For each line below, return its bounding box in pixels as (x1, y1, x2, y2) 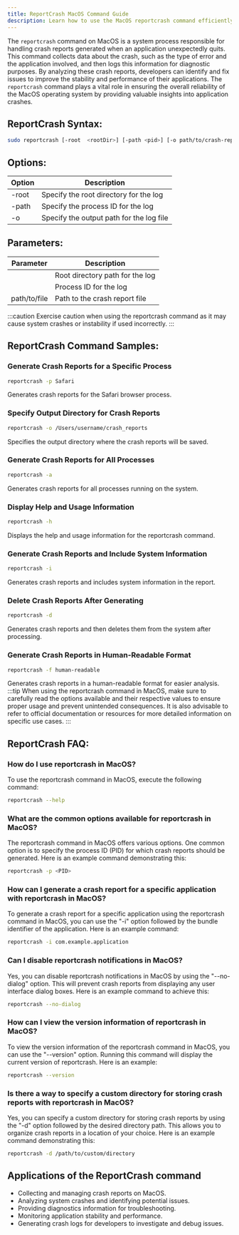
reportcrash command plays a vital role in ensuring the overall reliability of (7, 82, 225, 91)
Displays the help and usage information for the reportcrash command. (7, 531, 216, 539)
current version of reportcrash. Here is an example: (7, 1057, 158, 1066)
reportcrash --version (7, 1071, 75, 1079)
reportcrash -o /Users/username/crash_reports (7, 424, 148, 431)
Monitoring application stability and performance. (17, 1211, 163, 1220)
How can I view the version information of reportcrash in (7, 1018, 206, 1028)
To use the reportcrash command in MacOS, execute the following (7, 775, 202, 784)
